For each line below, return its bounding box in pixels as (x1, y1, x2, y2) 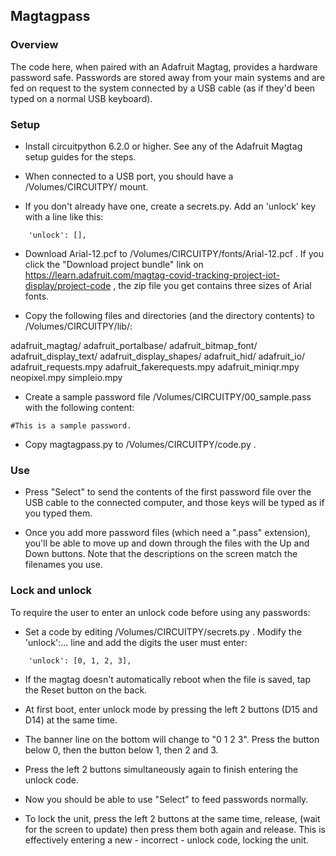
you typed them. (24, 507, 93, 519)
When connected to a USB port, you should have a (24, 170, 234, 182)
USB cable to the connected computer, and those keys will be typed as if (24, 497, 325, 509)
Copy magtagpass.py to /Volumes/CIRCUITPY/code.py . (24, 438, 257, 450)
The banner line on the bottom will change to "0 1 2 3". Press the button (24, 733, 320, 745)
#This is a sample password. (10, 420, 132, 431)
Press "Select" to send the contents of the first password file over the (24, 486, 312, 498)
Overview (10, 38, 59, 52)
